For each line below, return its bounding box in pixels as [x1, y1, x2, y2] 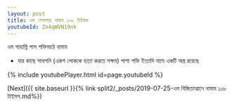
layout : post [7, 10, 46, 18]
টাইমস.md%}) [7, 92, 42, 100]
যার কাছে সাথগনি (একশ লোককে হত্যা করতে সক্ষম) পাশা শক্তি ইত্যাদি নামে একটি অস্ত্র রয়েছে [17, 57, 199, 65]
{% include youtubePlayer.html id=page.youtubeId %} [7, 71, 164, 79]
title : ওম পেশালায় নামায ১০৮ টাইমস [7, 17, 89, 24]
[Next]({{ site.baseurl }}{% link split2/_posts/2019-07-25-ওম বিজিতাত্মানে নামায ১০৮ [7, 84, 227, 93]
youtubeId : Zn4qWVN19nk [7, 23, 77, 30]
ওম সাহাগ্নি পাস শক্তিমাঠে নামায [7, 43, 68, 51]
